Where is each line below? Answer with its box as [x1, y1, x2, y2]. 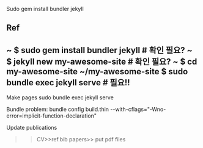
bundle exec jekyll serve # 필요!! [6, 77, 130, 88]
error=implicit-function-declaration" [6, 112, 97, 119]
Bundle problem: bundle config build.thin [6, 106, 109, 113]
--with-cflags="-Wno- [109, 106, 166, 113]
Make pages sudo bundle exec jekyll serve [6, 94, 114, 101]
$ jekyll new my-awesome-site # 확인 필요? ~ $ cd [6, 56, 197, 66]
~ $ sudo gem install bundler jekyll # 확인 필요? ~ [6, 45, 193, 55]
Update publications [6, 124, 57, 132]
